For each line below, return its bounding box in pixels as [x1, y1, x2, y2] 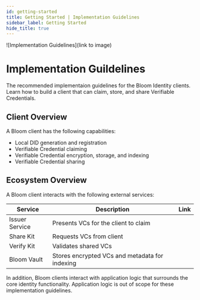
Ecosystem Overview [6, 175, 87, 185]
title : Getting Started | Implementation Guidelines [6, 14, 140, 20]
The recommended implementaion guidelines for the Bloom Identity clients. [6, 82, 191, 89]
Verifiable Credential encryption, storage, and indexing [14, 152, 149, 159]
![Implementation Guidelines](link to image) [6, 42, 112, 49]
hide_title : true [6, 25, 49, 31]
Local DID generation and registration [14, 139, 107, 146]
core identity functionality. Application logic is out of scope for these [6, 280, 174, 288]
